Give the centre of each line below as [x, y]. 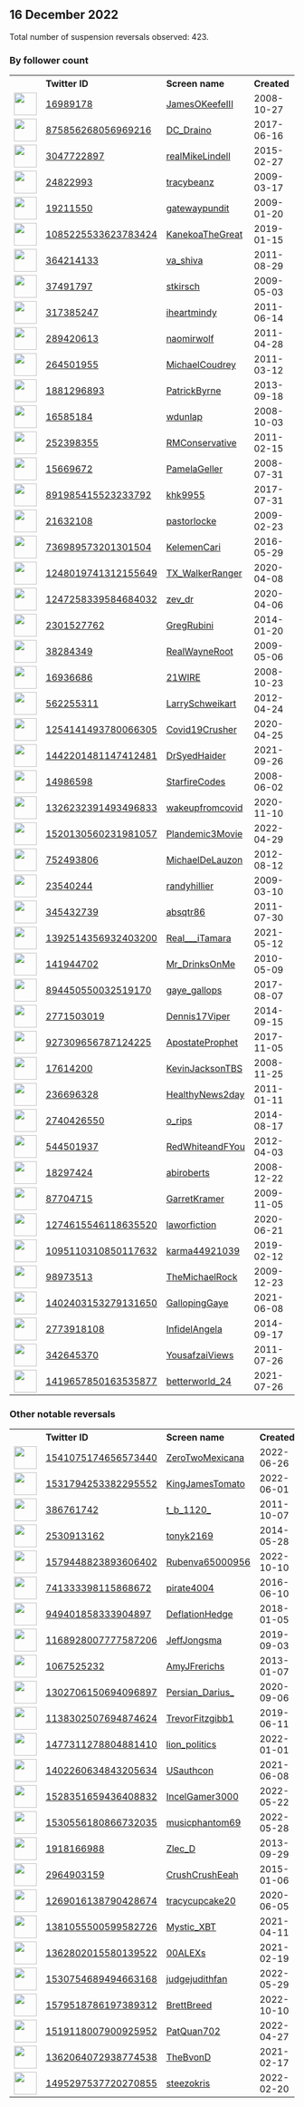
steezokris [188, 2083]
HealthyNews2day [205, 1094]
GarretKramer [195, 1199]
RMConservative [201, 443]
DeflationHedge [199, 1615]
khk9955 [185, 495]
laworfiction [191, 1225]
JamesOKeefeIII [199, 104]
